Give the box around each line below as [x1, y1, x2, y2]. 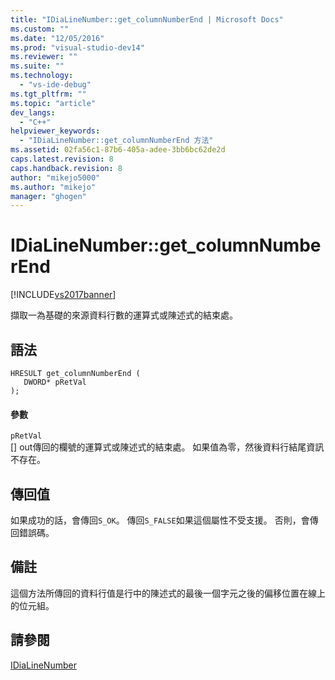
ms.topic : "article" [10, 98, 97, 108]
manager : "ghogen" [10, 191, 87, 201]
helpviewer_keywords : [10, 126, 101, 136]
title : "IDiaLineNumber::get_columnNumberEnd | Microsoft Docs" [10, 14, 284, 25]
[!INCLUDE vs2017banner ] [10, 289, 117, 301]
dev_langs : [10, 107, 56, 118]
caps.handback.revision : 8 [10, 163, 123, 173]
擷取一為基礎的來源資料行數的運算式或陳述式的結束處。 [10, 309, 238, 321]
